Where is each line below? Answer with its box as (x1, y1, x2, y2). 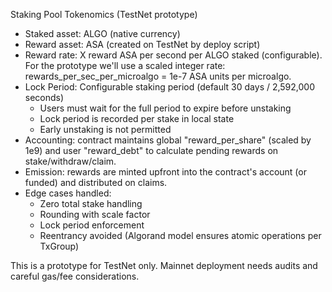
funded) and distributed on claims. (24, 177, 168, 188)
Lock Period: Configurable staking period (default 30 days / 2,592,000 (24, 81, 316, 93)
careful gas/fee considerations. (10, 270, 140, 282)
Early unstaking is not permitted (39, 124, 172, 135)
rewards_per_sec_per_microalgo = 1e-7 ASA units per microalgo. (24, 70, 292, 82)
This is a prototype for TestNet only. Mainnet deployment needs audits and (10, 260, 318, 271)
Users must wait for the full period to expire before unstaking (39, 102, 292, 114)
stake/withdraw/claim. (24, 155, 117, 167)
